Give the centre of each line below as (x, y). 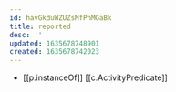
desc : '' (26, 35)
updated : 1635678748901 (55, 43)
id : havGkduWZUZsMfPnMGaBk (61, 18)
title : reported (40, 26)
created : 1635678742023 (55, 52)
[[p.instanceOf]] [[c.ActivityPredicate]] (95, 77)
